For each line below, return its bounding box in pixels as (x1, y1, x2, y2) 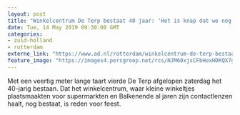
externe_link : (7, 51, 50, 58)
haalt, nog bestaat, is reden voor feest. (7, 99, 121, 108)
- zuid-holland (7, 37, 53, 44)
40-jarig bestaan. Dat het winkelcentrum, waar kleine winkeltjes (7, 84, 195, 93)
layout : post (7, 10, 46, 18)
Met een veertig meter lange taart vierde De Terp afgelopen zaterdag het (7, 76, 222, 85)
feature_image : (7, 57, 53, 64)
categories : (7, 30, 43, 38)
